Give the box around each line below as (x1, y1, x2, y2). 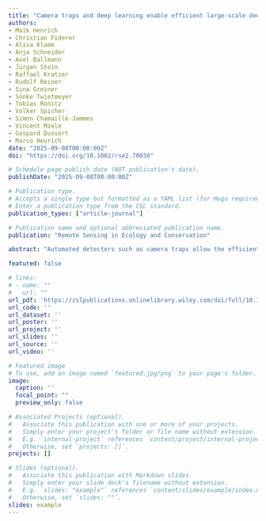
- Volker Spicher (8, 108, 66, 116)
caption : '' (15, 384, 55, 392)
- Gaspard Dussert (8, 129, 69, 137)
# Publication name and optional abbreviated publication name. (8, 223, 225, 232)
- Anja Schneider (8, 48, 66, 56)
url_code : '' (8, 303, 51, 311)
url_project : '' (8, 325, 62, 333)
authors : (8, 19, 37, 27)
